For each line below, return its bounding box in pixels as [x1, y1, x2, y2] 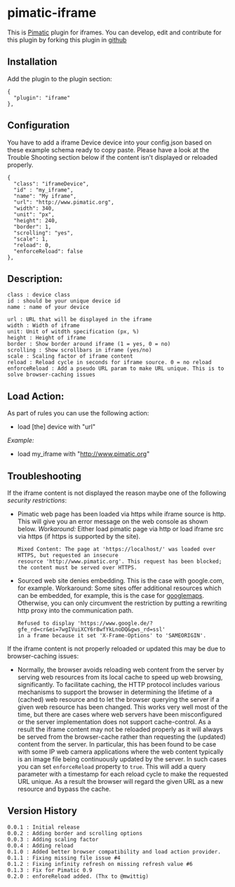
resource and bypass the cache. [17, 785, 111, 793]
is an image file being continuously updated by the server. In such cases [17, 755, 227, 763]
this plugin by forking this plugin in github [7, 35, 127, 44]
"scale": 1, [13, 235, 49, 243]
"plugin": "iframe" [13, 94, 71, 101]
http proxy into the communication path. [17, 606, 134, 615]
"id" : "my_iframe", [13, 186, 74, 194]
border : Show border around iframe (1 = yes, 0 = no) [7, 340, 171, 348]
